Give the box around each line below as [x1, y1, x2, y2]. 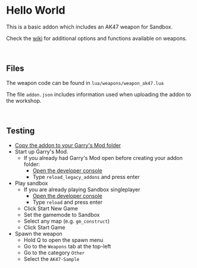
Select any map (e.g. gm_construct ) [23, 217, 110, 225]
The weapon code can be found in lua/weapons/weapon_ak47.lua [6, 79, 164, 86]
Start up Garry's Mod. [14, 148, 68, 155]
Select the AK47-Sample [23, 255, 80, 262]
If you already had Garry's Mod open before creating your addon [23, 154, 183, 161]
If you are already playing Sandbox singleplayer [23, 185, 141, 193]
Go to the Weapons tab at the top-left [23, 242, 111, 250]
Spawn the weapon [14, 230, 62, 237]
